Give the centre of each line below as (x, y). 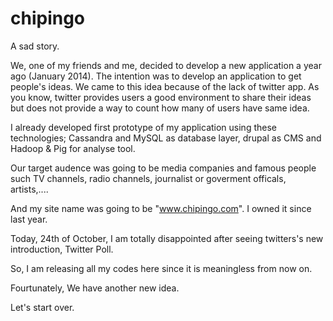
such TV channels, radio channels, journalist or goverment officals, (148, 178)
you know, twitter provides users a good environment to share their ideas (161, 97)
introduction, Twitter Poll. (62, 249)
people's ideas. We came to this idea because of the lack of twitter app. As (165, 86)
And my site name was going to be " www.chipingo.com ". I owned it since (161, 208)
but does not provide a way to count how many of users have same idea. (160, 108)
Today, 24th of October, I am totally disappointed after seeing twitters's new (167, 238)
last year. (29, 219)
